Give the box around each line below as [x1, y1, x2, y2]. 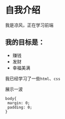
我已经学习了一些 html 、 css [5, 75, 61, 81]
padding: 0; [7, 104, 32, 110]
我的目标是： [5, 38, 45, 46]
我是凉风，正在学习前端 [5, 22, 53, 28]
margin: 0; [7, 100, 30, 105]
